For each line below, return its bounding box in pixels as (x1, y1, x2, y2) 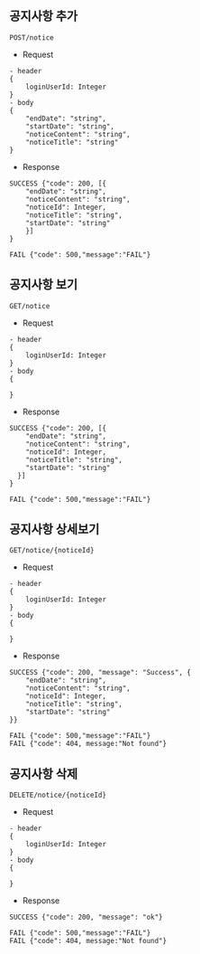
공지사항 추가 (9, 8, 78, 24)
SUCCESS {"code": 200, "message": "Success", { (9, 668, 192, 677)
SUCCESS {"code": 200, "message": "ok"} (9, 912, 164, 922)
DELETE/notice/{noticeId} (9, 790, 106, 800)
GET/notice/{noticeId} (9, 546, 95, 555)
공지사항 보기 (9, 277, 78, 292)
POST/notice (9, 33, 54, 43)
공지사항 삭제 (9, 766, 78, 781)
